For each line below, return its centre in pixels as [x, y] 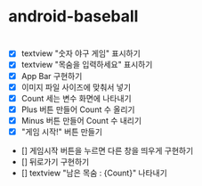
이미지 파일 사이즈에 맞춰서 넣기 [76, 87]
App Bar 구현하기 [52, 76]
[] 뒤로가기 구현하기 [55, 161]
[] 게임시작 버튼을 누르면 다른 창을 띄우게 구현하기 [107, 150]
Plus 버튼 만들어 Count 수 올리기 [78, 109]
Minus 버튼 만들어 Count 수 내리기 [81, 120]
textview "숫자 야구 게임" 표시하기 [81, 53]
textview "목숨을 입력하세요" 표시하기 [87, 65]
